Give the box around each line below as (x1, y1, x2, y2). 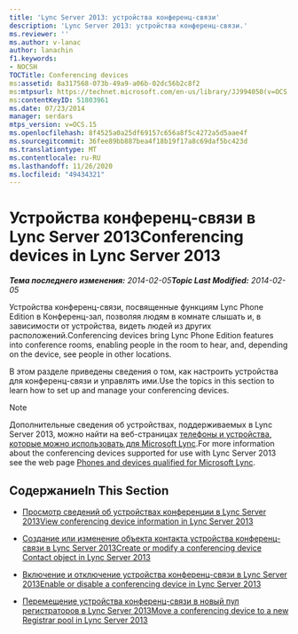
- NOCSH (9, 63, 38, 72)
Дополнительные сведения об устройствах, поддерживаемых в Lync (9, 419, 273, 431)
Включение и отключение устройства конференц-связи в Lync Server (21, 569, 288, 580)
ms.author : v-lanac (9, 37, 82, 47)
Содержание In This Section (9, 483, 169, 498)
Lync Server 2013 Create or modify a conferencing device (52, 543, 262, 553)
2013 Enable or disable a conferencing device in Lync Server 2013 (21, 579, 262, 589)
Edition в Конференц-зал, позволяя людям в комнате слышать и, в (9, 312, 262, 322)
